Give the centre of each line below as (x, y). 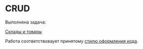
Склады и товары (24, 31)
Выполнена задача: (25, 22)
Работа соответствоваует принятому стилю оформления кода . (72, 41)
